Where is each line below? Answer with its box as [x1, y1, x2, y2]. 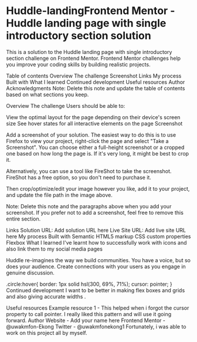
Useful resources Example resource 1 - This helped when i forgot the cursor [6, 304, 189, 311]
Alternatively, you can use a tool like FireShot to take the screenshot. [6, 167, 172, 174]
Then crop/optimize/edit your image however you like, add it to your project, [6, 185, 190, 192]
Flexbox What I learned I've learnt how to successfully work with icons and [6, 239, 187, 246]
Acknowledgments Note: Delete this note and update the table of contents [6, 84, 185, 92]
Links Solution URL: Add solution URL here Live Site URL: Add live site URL [6, 226, 186, 233]
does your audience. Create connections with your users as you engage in [6, 263, 186, 270]
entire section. [6, 215, 41, 222]
